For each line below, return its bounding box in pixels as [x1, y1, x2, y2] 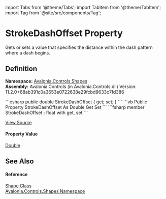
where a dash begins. [5, 49, 51, 55]
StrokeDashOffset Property [5, 27, 123, 39]
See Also [5, 157, 34, 166]
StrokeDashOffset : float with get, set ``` [5, 109, 88, 116]
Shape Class [5, 183, 32, 189]
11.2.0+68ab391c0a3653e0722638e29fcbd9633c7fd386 [5, 89, 124, 95]
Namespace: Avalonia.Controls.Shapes [5, 78, 88, 84]
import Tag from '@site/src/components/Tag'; [5, 10, 102, 16]
